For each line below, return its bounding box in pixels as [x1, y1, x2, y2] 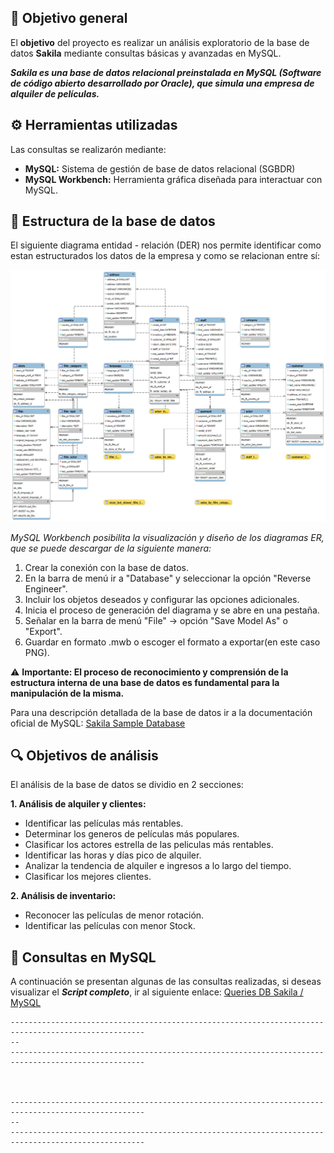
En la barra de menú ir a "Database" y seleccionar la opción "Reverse [24, 572, 312, 584]
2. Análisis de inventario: [10, 890, 117, 902]
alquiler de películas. [10, 87, 100, 100]
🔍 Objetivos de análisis [10, 747, 159, 764]
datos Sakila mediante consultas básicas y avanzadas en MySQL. [10, 47, 282, 59]
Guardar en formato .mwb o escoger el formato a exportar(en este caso [24, 636, 321, 648]
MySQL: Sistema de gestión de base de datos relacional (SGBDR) [24, 162, 296, 175]
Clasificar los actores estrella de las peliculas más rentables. [24, 839, 274, 851]
